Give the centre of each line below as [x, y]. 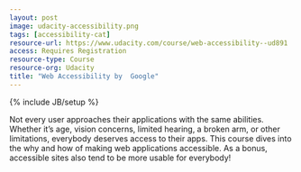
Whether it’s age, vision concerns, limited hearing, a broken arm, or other [145, 129]
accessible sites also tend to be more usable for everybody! [120, 158]
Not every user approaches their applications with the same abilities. [137, 119]
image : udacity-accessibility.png [74, 26]
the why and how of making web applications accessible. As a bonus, [138, 148]
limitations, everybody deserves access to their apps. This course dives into [150, 138]
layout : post [34, 18]
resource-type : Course [52, 59]
